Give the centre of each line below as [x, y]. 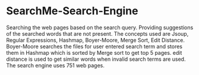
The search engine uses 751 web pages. [56, 65]
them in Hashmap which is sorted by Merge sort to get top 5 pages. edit [94, 52]
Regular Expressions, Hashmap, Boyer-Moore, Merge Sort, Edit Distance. [96, 40]
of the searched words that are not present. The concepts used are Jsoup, [97, 33]
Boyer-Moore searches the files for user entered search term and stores [94, 46]
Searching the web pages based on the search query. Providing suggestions [100, 27]
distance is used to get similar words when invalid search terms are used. [96, 59]
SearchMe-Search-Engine [72, 11]
